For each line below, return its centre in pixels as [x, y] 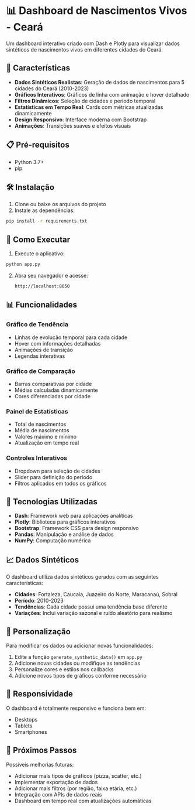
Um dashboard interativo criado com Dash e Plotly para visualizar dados [93, 43]
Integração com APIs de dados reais [58, 794]
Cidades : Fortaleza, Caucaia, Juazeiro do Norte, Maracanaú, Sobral [96, 594]
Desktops [26, 719]
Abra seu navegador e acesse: [51, 275]
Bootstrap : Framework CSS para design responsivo [76, 528]
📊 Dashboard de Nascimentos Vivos [97, 11]
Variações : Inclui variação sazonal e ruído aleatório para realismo [93, 613]
